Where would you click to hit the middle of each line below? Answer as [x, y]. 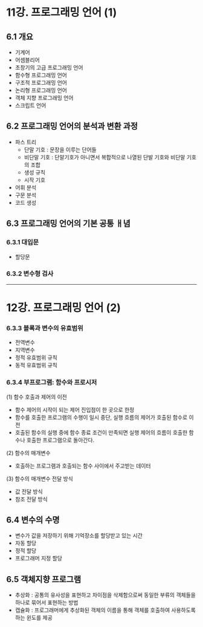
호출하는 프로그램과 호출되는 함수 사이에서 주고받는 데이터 [83, 466]
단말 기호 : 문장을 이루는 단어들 [60, 150]
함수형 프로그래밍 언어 [41, 75]
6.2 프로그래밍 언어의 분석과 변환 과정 [72, 126]
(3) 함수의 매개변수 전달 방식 [40, 479]
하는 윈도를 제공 [34, 618]
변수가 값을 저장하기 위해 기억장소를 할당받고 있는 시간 [79, 536]
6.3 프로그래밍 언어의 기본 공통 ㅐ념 [69, 224]
